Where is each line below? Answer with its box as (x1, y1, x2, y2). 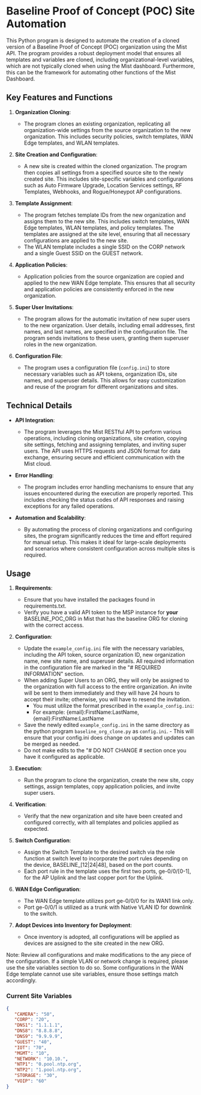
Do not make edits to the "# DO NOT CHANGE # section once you (23, 747, 187, 754)
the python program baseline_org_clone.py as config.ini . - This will (23, 728, 194, 735)
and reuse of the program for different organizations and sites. (23, 383, 179, 390)
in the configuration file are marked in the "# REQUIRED (23, 664, 161, 671)
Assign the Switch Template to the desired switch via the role (23, 848, 175, 856)
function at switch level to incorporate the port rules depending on (23, 855, 188, 862)
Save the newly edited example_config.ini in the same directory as (23, 722, 190, 729)
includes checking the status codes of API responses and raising (23, 496, 185, 503)
